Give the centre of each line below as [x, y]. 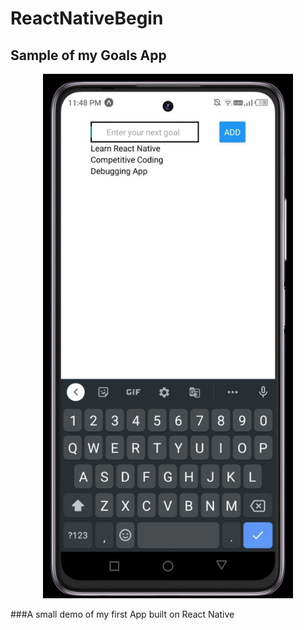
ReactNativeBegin [87, 18]
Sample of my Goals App [88, 55]
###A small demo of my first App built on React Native [122, 614]
